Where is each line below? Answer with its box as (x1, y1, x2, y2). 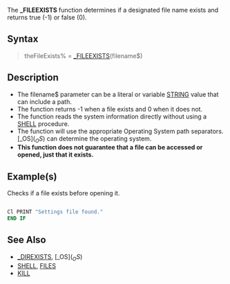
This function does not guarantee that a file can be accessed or (17, 143, 203, 152)
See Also (7, 234, 46, 246)
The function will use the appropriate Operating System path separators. (17, 127, 224, 135)
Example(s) (7, 170, 57, 182)
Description (7, 72, 59, 84)
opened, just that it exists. (17, 150, 94, 159)
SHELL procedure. (17, 119, 70, 127)
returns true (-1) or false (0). (7, 13, 88, 21)
